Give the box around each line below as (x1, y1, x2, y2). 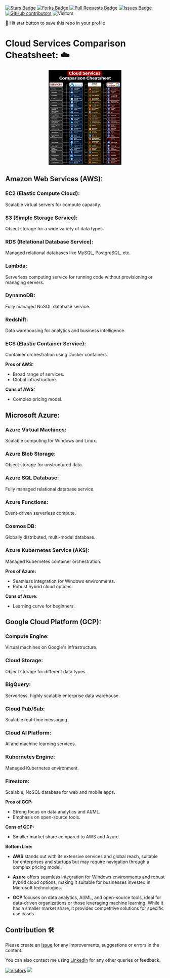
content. (5, 947, 23, 953)
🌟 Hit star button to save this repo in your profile (5, 20, 105, 26)
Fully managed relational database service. (5, 486, 95, 492)
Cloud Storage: (5, 657, 43, 664)
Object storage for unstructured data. (5, 462, 83, 468)
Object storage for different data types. (5, 668, 87, 674)
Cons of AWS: (5, 386, 35, 392)
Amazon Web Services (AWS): (5, 175, 103, 183)
